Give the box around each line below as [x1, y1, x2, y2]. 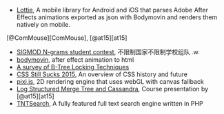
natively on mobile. [16, 21, 70, 28]
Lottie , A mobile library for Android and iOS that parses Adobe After [16, 6, 208, 14]
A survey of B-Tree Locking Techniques [16, 63, 130, 71]
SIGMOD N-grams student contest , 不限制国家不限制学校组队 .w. [16, 48, 201, 56]
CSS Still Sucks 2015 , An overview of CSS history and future [16, 70, 187, 78]
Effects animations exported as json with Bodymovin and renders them [16, 13, 218, 21]
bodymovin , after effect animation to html [16, 56, 134, 64]
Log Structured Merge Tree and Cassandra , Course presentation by [16, 85, 209, 93]
